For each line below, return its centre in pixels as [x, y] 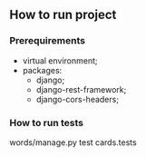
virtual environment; [60, 60]
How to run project [63, 15]
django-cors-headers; [78, 99]
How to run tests [47, 123]
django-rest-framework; [81, 89]
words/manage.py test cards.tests [73, 142]
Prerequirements [48, 41]
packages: [42, 70]
